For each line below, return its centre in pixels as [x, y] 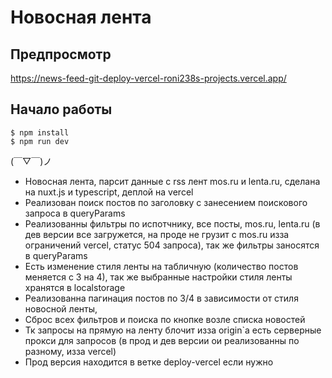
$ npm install [40, 132]
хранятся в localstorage [75, 287]
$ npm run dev [40, 141]
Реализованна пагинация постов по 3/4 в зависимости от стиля [161, 298]
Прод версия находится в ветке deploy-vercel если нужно [149, 362]
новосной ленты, [61, 308]
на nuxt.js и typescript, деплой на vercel [109, 192]
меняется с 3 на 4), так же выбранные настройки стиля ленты [158, 277]
